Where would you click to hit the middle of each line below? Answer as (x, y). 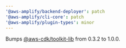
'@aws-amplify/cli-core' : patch (45, 17)
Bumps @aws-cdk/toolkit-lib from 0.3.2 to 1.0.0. (63, 39)
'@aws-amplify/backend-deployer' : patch (55, 11)
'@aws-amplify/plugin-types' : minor (50, 22)
